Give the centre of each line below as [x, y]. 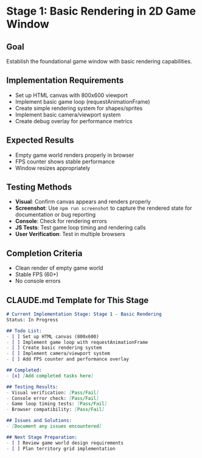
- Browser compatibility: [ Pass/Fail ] [55, 410]
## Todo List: [24, 331]
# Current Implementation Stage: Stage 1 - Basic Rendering [84, 314]
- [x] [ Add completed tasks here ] [50, 376]
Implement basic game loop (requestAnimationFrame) [82, 101]
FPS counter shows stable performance [65, 161]
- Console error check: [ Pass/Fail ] [53, 398]
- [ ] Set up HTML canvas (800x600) [53, 337]
